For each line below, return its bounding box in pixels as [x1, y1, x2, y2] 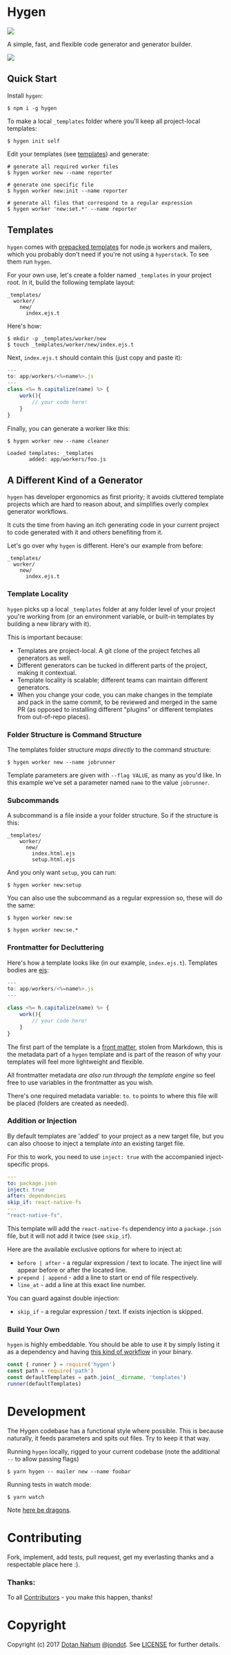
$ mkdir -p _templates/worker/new [7, 335, 107, 342]
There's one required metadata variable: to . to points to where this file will [7, 1091, 219, 1100]
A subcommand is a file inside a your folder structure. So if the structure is [7, 811, 219, 820]
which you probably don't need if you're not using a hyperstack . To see [7, 250, 209, 258]
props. [31, 1160, 50, 1168]
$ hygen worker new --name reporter [7, 169, 112, 176]
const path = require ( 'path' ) [7, 1367, 94, 1375]
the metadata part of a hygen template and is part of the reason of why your [7, 1050, 221, 1058]
